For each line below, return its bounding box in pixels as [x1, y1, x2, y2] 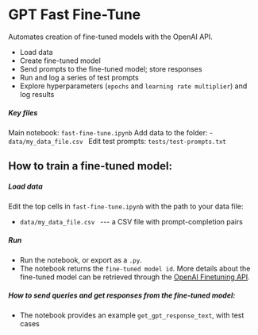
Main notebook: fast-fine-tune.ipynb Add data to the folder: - [8, 127, 213, 137]
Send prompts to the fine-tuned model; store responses [19, 64, 202, 73]
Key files [8, 107, 38, 117]
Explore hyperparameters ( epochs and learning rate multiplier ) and [19, 81, 248, 91]
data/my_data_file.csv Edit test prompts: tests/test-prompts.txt [8, 136, 226, 146]
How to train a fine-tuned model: [8, 159, 173, 173]
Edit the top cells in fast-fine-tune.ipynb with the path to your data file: [8, 201, 244, 212]
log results [19, 89, 55, 99]
